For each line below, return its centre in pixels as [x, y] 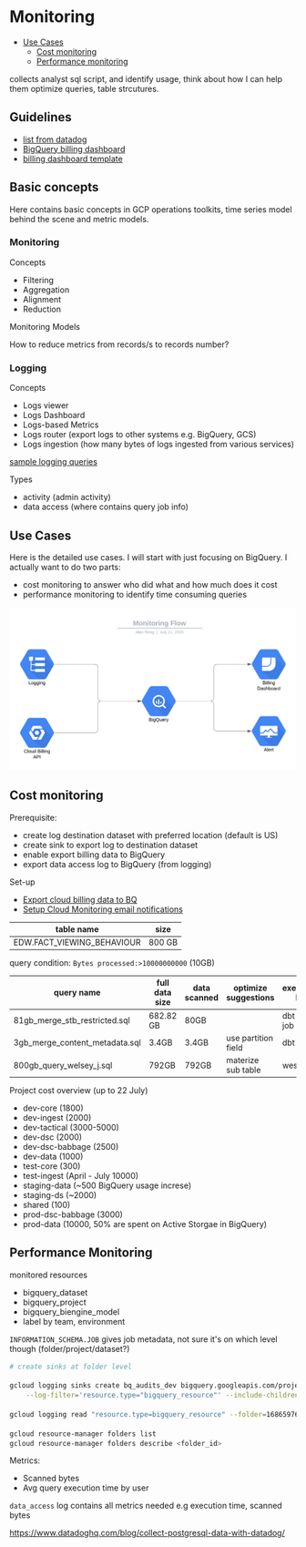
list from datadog [55, 139]
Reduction [42, 309]
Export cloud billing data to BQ [80, 899]
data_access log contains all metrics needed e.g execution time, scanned [146, 1506]
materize [243, 1060]
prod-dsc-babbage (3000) [72, 1214]
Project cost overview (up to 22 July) [79, 1090]
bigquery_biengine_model [71, 1311]
